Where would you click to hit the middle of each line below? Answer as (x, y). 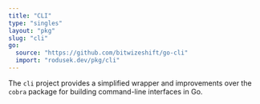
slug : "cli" (28, 38)
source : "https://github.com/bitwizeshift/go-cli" (102, 53)
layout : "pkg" (32, 30)
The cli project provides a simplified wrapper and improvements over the (130, 83)
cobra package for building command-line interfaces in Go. (106, 91)
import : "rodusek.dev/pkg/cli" (68, 61)
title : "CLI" (30, 16)
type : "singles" (35, 23)
